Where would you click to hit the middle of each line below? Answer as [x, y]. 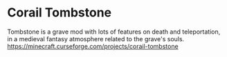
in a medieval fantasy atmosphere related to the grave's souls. [96, 38]
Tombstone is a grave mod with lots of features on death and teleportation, [114, 32]
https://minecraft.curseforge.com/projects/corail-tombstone [93, 46]
